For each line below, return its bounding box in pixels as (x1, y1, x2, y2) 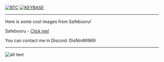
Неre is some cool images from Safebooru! (5, 19, 91, 24)
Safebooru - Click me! (5, 28, 50, 34)
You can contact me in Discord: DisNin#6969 (5, 38, 96, 43)
